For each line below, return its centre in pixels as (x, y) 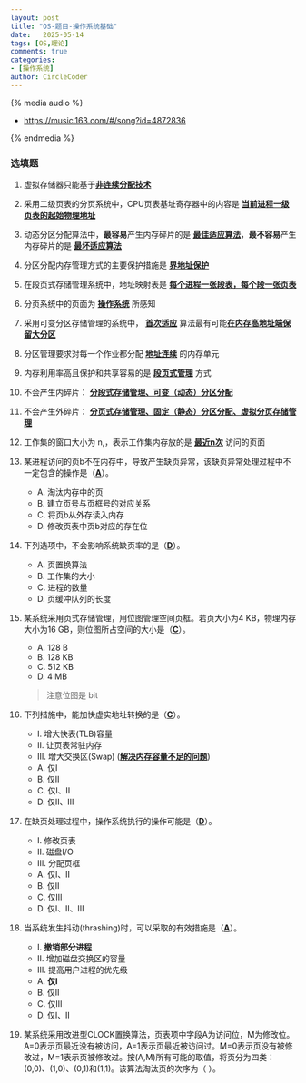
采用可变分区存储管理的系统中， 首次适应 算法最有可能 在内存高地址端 (153, 323)
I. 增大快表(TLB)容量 (74, 734)
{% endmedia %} (43, 138)
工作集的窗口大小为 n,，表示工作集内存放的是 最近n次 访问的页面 (144, 442)
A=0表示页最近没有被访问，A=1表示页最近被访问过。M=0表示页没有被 (154, 1046)
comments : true (39, 52)
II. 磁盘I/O (55, 852)
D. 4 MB (52, 676)
